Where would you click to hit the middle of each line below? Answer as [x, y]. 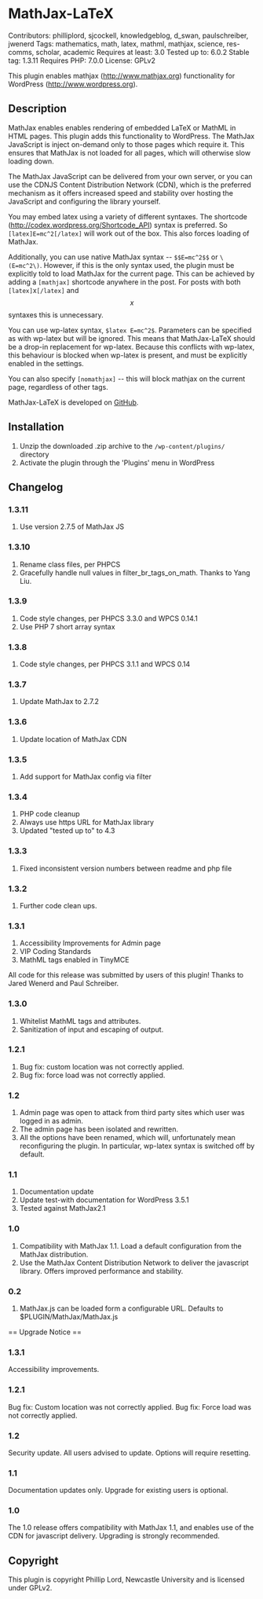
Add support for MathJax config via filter [85, 777]
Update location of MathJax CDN [73, 739]
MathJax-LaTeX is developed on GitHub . [73, 402]
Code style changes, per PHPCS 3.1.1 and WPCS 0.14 [105, 664]
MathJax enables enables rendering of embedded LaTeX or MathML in [122, 127]
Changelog [36, 487]
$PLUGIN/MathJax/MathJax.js [69, 1317]
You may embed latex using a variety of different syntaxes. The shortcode [128, 216]
